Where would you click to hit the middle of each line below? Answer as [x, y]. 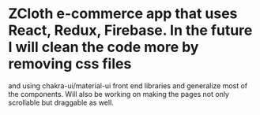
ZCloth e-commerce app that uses [123, 14]
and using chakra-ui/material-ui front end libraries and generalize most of [128, 85]
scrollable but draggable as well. [61, 102]
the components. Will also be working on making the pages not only [119, 94]
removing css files [70, 64]
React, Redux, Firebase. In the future [130, 30]
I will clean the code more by [104, 47]
